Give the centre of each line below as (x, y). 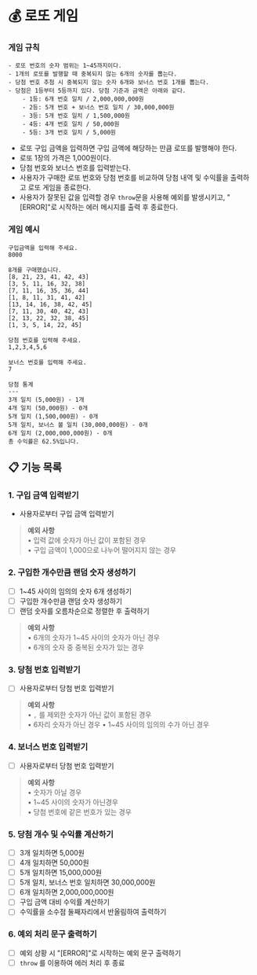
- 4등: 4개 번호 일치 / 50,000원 (71, 124)
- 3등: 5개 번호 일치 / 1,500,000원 (76, 116)
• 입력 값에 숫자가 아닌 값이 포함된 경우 (87, 540)
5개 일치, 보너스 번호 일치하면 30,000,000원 (87, 882)
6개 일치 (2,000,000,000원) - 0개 (60, 433)
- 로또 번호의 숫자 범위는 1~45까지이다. (65, 66)
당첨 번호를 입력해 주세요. (45, 340)
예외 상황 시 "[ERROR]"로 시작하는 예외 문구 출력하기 (100, 953)
